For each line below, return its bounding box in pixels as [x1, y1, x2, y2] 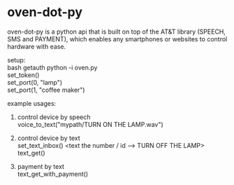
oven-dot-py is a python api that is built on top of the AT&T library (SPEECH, [7, 27, 226, 36]
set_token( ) [7, 71, 40, 79]
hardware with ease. [7, 42, 66, 50]
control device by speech [17, 113, 91, 121]
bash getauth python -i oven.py [7, 63, 98, 71]
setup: [7, 55, 26, 64]
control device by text [17, 134, 80, 142]
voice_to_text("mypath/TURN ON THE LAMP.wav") [17, 120, 164, 128]
